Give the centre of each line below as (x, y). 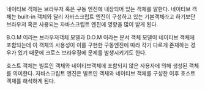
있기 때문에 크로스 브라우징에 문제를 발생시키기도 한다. (82, 53)
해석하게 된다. (39, 81)
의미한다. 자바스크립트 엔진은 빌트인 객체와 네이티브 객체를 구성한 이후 (96, 73)
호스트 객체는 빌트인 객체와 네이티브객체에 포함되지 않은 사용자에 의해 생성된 (97, 66)
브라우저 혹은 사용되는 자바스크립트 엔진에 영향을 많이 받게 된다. (82, 24)
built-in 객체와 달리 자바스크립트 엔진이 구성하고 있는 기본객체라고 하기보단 (106, 17)
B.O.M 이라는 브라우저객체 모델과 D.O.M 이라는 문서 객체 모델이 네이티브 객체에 (100, 37)
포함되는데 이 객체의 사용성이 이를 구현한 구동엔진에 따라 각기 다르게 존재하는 (98, 45)
